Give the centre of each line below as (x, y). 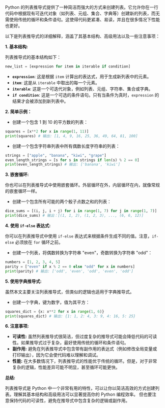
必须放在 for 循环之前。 (39, 242)
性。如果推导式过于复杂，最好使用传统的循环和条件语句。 (70, 343)
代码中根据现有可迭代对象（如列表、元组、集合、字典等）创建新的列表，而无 (82, 13)
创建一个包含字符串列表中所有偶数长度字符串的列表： (66, 146)
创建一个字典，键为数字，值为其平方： (51, 302)
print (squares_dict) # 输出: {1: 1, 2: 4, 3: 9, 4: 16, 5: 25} (70, 316)
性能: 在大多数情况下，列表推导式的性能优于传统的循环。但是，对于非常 (84, 361)
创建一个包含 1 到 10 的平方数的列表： (50, 122)
